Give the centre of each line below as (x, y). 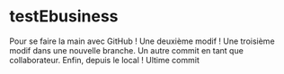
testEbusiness (64, 16)
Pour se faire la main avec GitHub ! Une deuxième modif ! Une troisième (142, 41)
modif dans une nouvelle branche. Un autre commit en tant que (127, 50)
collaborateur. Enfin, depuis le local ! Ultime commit (104, 60)
